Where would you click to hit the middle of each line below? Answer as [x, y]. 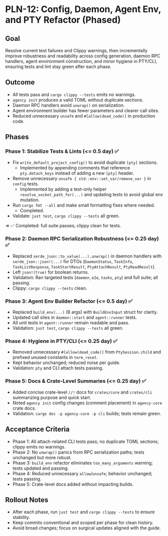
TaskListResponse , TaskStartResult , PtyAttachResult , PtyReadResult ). [84, 266]
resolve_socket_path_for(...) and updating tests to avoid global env [92, 194]
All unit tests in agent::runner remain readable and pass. [71, 323]
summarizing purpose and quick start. [52, 397]
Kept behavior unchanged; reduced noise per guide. [66, 363]
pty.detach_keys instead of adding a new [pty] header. [77, 173]
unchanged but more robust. [42, 457]
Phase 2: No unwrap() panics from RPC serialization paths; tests [78, 452]
